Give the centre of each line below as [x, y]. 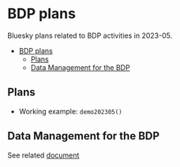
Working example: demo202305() [71, 111]
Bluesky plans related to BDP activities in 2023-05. [90, 35]
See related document [43, 155]
